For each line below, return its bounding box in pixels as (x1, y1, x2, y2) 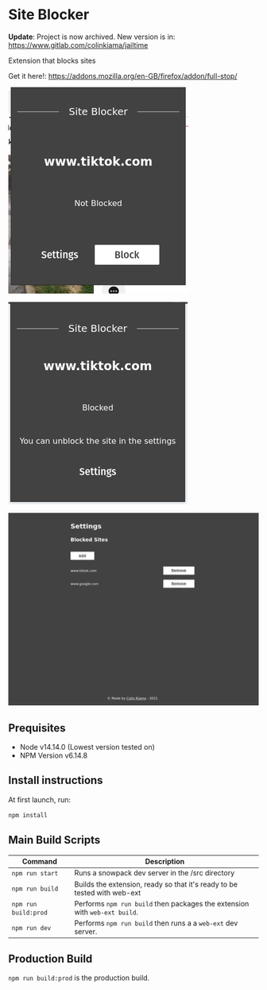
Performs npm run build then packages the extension (74, 898, 250, 908)
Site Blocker (8, 6, 90, 24)
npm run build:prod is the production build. (8, 973, 150, 983)
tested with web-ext (74, 887, 141, 897)
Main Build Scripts (8, 833, 101, 847)
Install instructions (8, 774, 103, 787)
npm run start (11, 870, 59, 878)
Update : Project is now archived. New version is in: (8, 32, 176, 41)
